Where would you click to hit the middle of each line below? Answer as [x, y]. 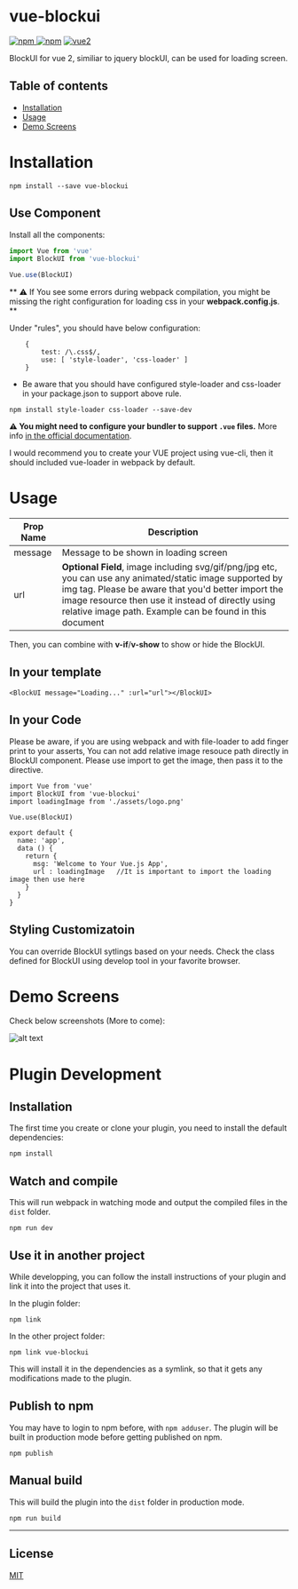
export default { [41, 832]
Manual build [46, 1481]
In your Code [45, 720]
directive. [26, 769]
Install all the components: [57, 234]
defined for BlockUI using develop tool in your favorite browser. [125, 960]
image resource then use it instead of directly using [169, 600]
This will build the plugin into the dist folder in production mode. [127, 1502]
